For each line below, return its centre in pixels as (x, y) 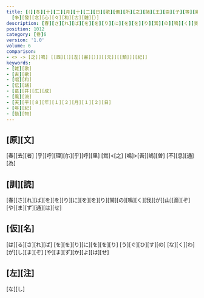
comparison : (21, 52)
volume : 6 (19, 46)
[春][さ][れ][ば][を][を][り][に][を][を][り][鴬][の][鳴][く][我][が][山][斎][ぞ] (98, 200)
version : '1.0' (25, 40)
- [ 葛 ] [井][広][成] (29, 91)
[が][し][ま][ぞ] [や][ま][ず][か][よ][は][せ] (58, 252)
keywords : (19, 63)
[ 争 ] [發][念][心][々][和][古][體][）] (56, 18)
